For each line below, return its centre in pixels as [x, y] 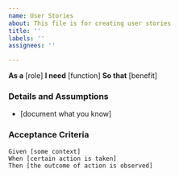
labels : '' [27, 38]
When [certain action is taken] [62, 158]
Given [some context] [45, 151]
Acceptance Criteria [49, 135]
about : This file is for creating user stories [90, 23]
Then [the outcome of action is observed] [81, 166]
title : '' [25, 31]
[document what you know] [66, 114]
